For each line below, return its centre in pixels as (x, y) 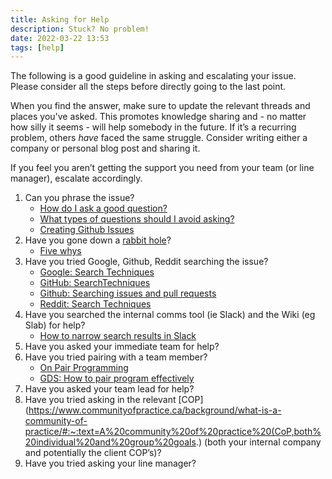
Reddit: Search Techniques (95, 304)
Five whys (60, 251)
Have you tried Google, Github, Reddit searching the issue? (146, 262)
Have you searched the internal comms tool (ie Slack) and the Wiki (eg (170, 315)
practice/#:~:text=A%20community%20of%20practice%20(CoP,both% (173, 432)
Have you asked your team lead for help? (109, 389)
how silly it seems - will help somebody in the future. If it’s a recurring (153, 127)
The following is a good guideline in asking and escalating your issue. (153, 76)
